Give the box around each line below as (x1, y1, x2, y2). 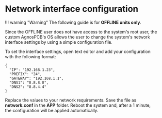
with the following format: (5, 53, 56, 59)
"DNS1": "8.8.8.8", (9, 80, 49, 85)
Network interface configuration (5, 3, 139, 15)
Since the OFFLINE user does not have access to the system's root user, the (5, 29, 157, 34)
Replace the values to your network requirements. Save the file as (5, 97, 137, 103)
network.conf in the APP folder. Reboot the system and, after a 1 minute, (5, 102, 151, 108)
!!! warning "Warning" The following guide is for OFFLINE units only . (5, 19, 142, 25)
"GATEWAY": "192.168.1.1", (9, 76, 64, 81)
